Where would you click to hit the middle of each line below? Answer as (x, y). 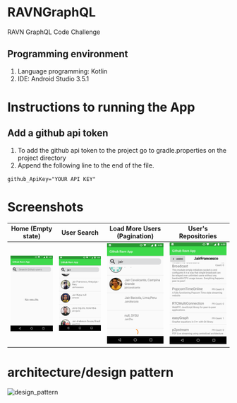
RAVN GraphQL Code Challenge (54, 32)
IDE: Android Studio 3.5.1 (53, 78)
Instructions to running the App (101, 107)
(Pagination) (135, 236)
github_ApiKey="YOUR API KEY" (52, 179)
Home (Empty (32, 229)
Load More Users (135, 229)
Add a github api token (58, 133)
